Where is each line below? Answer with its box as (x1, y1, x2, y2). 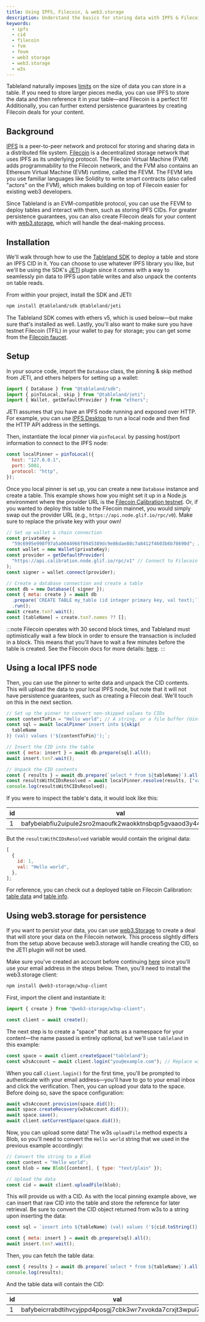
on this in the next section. (6, 698, 73, 706)
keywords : (6, 20, 32, 26)
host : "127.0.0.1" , (12, 457, 62, 463)
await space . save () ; (6, 1112, 59, 1118)
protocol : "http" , (12, 468, 59, 475)
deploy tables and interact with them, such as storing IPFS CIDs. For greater (6, 206, 197, 214)
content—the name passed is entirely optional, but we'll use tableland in (6, 1034, 189, 1041)
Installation (6, 237, 50, 248)
